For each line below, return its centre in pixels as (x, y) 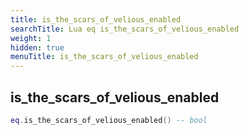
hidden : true (37, 47)
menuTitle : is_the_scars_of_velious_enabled (104, 57)
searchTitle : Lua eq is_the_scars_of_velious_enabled (125, 29)
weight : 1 (31, 38)
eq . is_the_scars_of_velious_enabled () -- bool (109, 120)
